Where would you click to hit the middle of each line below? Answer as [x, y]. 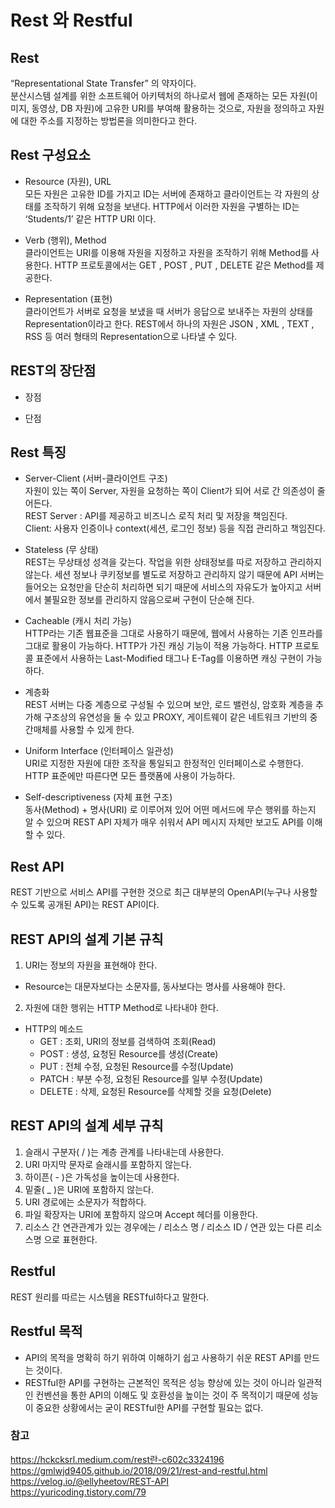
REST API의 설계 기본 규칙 [87, 939]
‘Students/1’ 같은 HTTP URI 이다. [90, 218]
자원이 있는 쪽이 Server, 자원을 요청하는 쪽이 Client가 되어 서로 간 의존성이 [169, 491]
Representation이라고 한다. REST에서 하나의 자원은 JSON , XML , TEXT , [169, 323]
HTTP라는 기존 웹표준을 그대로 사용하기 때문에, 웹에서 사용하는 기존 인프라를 [173, 633]
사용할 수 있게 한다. [97, 730]
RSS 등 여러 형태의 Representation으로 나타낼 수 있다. [131, 336]
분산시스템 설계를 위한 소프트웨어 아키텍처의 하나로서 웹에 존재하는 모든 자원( [160, 95]
